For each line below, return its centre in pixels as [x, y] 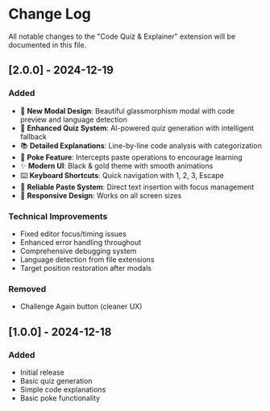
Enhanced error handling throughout [81, 242]
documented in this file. [48, 44]
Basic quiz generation [56, 380]
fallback [33, 136]
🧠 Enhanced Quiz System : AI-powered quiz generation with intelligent [137, 128]
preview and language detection [73, 119]
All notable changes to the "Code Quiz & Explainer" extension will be [122, 36]
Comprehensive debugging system [78, 251]
